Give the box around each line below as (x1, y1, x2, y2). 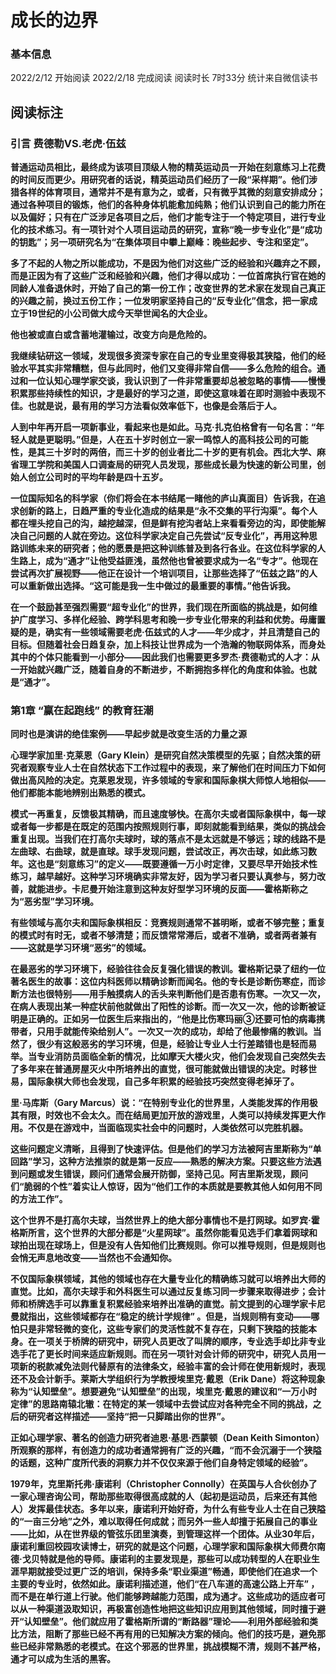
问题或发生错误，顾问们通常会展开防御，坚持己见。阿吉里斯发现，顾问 (18, 1168, 308, 1180)
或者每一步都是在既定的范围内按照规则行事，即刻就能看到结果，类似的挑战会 (10, 821, 326, 833)
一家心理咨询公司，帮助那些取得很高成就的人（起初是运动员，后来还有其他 (10, 1491, 317, 1503)
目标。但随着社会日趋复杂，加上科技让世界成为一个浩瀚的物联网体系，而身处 (10, 639, 326, 651)
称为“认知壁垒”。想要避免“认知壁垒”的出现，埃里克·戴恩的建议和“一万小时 (10, 1386, 318, 1398)
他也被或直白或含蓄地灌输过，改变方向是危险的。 (10, 329, 212, 341)
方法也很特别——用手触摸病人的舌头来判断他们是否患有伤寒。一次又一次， (18, 988, 326, 1000)
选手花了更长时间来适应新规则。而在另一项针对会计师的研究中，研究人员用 (10, 1348, 317, 1360)
